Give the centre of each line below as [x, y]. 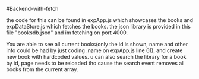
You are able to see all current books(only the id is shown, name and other [97, 44]
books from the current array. [42, 69]
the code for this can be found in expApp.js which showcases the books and [100, 20]
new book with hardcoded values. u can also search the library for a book [96, 57]
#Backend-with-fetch [32, 9]
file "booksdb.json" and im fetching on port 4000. [67, 33]
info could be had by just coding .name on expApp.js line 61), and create [94, 50]
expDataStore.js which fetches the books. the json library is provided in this [99, 26]
